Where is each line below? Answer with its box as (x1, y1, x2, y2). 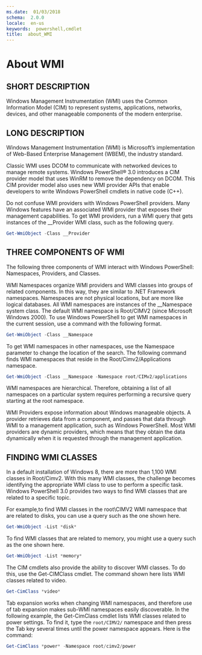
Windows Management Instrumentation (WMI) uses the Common (6, 97, 168, 105)
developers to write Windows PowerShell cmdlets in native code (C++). (6, 187, 184, 195)
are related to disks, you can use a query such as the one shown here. (6, 512, 181, 520)
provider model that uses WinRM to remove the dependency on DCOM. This (6, 175, 195, 182)
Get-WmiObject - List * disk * (6, 524, 77, 530)
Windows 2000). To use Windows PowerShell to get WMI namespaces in (6, 313, 188, 321)
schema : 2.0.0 (6, 15, 45, 21)
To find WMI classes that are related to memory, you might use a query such (6, 535, 196, 542)
